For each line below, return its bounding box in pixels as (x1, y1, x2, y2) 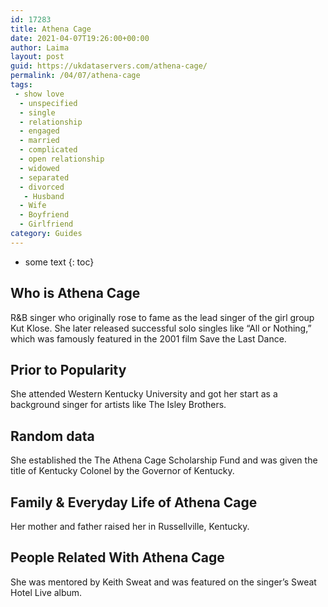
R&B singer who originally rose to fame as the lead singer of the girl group (10, 311, 315, 323)
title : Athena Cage (10, 24, 92, 34)
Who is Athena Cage (10, 285, 141, 302)
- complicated (19, 145, 78, 155)
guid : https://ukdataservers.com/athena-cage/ (10, 61, 208, 71)
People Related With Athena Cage (10, 549, 225, 566)
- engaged (19, 126, 60, 136)
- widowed (19, 163, 60, 173)
